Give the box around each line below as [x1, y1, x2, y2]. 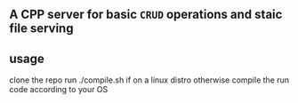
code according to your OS [9, 84, 109, 95]
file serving [9, 21, 74, 36]
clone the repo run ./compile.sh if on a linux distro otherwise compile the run [9, 75, 290, 85]
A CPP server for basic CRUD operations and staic [9, 7, 283, 22]
